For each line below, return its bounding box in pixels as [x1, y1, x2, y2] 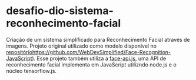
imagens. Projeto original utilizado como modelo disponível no [6, 42, 157, 49]
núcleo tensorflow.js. [6, 67, 57, 74]
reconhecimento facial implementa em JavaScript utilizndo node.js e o [6, 61, 177, 68]
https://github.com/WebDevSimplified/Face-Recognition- [32, 48, 171, 55]
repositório [6, 48, 32, 55]
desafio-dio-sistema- [6, 4, 114, 18]
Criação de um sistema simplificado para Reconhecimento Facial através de [6, 36, 190, 43]
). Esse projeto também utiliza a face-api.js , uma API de [32, 55, 167, 62]
